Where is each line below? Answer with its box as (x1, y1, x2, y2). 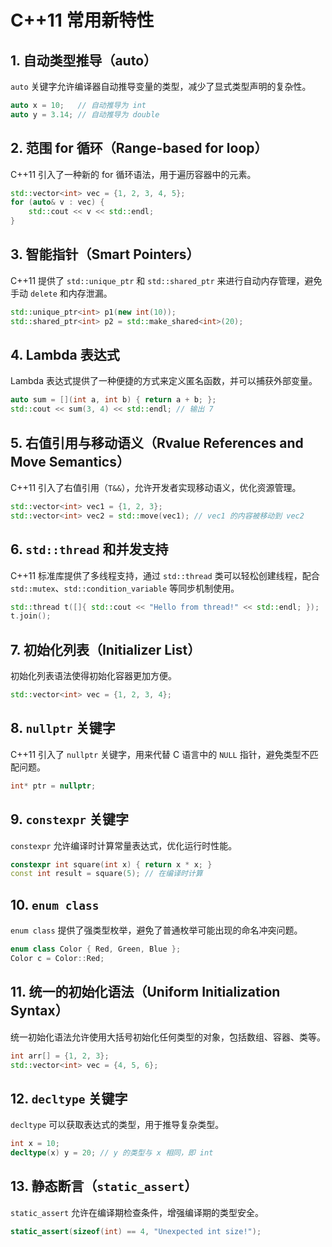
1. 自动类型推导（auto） (10, 52, 158, 69)
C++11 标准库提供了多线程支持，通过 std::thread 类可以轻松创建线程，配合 (10, 569, 320, 581)
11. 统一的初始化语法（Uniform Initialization (10, 984, 281, 1001)
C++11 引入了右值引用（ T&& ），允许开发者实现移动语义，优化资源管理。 (10, 482, 302, 493)
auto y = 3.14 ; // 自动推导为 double (10, 109, 160, 120)
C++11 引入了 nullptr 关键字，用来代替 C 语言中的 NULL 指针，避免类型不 (10, 748, 310, 760)
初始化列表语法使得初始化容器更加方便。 (10, 670, 177, 682)
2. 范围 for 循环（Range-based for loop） (10, 140, 268, 157)
